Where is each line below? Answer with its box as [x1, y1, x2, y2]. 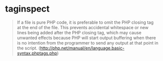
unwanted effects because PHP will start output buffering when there [17, 35, 156, 41]
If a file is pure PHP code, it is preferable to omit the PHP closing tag [17, 19, 154, 25]
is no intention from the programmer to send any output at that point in [17, 40, 159, 46]
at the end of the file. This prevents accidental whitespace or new [17, 24, 149, 30]
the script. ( [17, 45, 40, 51]
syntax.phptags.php [17, 50, 57, 56]
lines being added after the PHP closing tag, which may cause [17, 30, 142, 35]
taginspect [5, 3, 50, 15]
